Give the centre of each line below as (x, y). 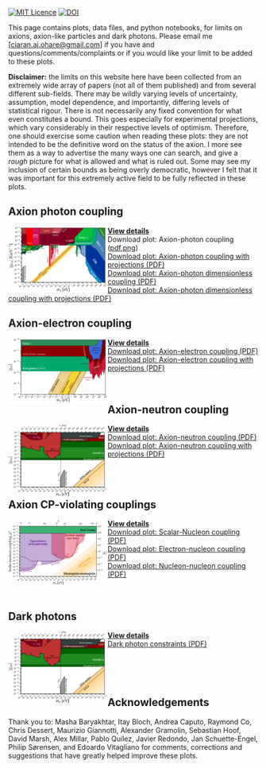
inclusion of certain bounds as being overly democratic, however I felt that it (133, 170)
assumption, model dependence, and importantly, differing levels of (119, 102)
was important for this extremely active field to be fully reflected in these (127, 178)
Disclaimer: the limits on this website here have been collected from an (125, 77)
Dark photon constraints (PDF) (158, 644)
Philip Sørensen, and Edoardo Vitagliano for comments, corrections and (125, 747)
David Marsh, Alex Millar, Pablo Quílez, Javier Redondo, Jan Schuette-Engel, (133, 739)
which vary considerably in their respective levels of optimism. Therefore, (129, 128)
